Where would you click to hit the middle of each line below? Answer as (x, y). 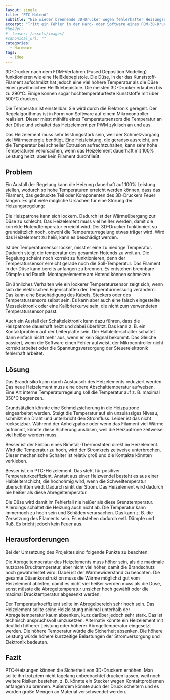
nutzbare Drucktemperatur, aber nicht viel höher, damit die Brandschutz (80, 567)
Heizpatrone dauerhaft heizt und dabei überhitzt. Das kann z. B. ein (75, 326)
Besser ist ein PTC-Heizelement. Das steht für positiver (63, 470)
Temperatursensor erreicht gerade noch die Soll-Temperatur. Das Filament (83, 264)
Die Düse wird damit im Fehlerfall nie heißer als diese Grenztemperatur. (79, 502)
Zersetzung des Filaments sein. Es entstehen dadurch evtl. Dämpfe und (80, 518)
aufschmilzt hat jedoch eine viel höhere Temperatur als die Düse (91, 82)
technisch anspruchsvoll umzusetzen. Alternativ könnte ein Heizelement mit (84, 620)
